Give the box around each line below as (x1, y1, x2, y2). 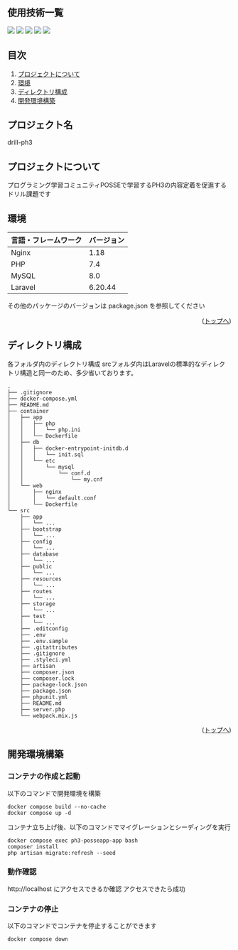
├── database (20, 550, 59, 558)
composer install (7, 843, 59, 851)
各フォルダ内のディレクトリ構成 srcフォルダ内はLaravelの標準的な (7, 360, 201, 368)
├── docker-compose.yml (7, 395, 78, 402)
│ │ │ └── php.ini (7, 426, 81, 433)
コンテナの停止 (7, 904, 59, 914)
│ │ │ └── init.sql (7, 450, 84, 458)
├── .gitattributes (20, 644, 78, 651)
